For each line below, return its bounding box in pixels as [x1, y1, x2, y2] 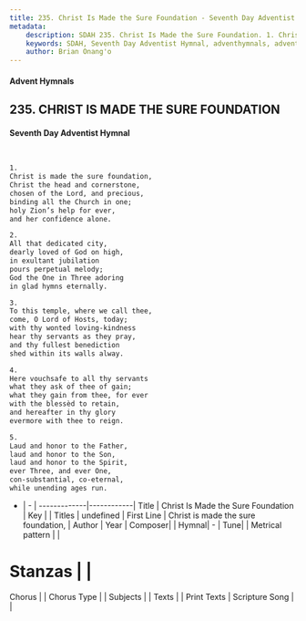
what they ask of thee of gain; [9, 382, 132, 392]
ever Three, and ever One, [9, 467, 112, 476]
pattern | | [22, 529, 61, 540]
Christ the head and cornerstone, [9, 181, 141, 190]
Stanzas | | [9, 562, 93, 582]
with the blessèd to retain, [9, 399, 120, 409]
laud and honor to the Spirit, [9, 458, 128, 468]
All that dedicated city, [9, 239, 107, 249]
